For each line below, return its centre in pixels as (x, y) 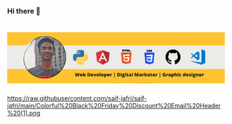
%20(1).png (24, 113)
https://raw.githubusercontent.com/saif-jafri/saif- (77, 98)
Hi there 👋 (24, 11)
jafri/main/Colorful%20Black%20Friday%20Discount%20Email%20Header (114, 105)
